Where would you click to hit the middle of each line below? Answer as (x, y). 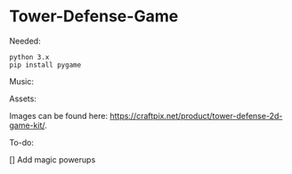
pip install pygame (45, 65)
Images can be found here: (59, 115)
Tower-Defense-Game (94, 16)
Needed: (25, 41)
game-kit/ (27, 125)
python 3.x (29, 57)
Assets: (23, 99)
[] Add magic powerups (53, 159)
